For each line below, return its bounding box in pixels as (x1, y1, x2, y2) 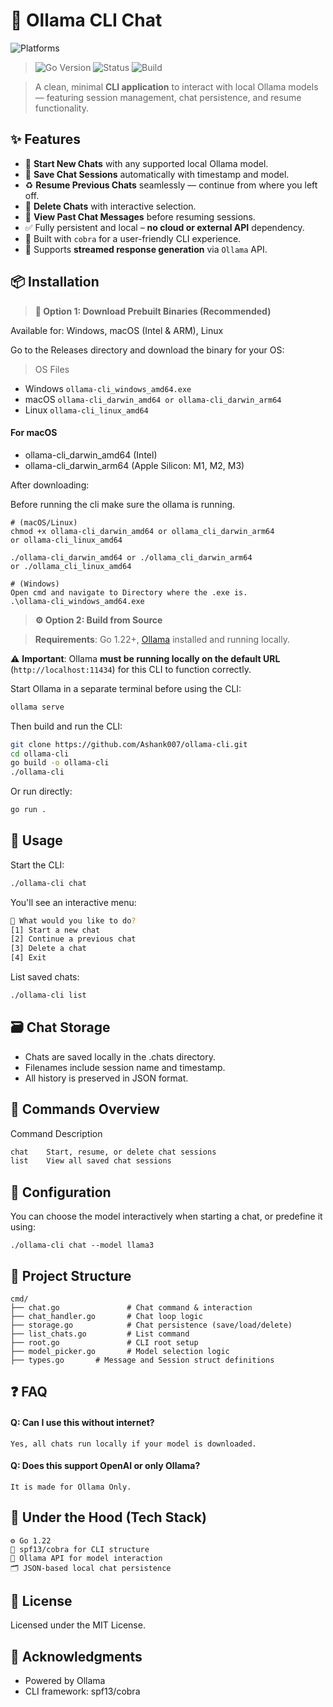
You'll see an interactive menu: (10, 896, 137, 908)
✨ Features (10, 131, 81, 148)
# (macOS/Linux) (10, 517, 78, 528)
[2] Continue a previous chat (10, 934, 137, 944)
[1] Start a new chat (10, 925, 101, 935)
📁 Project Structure (10, 1267, 132, 1284)
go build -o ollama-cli (10, 758, 110, 768)
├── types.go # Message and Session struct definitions (10, 1355, 275, 1365)
